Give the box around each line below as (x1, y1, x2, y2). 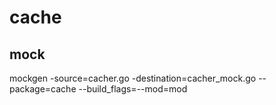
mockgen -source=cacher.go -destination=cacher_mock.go (9, 72, 257, 84)
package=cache (9, 83, 77, 95)
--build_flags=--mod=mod (78, 83, 188, 95)
